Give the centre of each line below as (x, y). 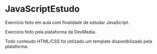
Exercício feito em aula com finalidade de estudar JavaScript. (67, 22)
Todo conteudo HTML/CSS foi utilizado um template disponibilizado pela (79, 41)
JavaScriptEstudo (43, 9)
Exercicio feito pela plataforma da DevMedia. (51, 32)
